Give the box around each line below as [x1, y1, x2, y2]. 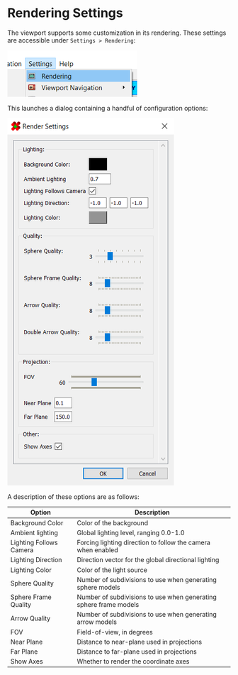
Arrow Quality [10, 614, 51, 622]
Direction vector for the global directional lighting [76, 556, 220, 564]
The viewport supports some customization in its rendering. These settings [7, 28, 227, 37]
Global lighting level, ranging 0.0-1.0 [76, 528, 185, 537]
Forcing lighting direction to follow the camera [76, 538, 211, 547]
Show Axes [10, 657, 44, 666]
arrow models [76, 618, 117, 626]
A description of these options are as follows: [7, 492, 140, 501]
